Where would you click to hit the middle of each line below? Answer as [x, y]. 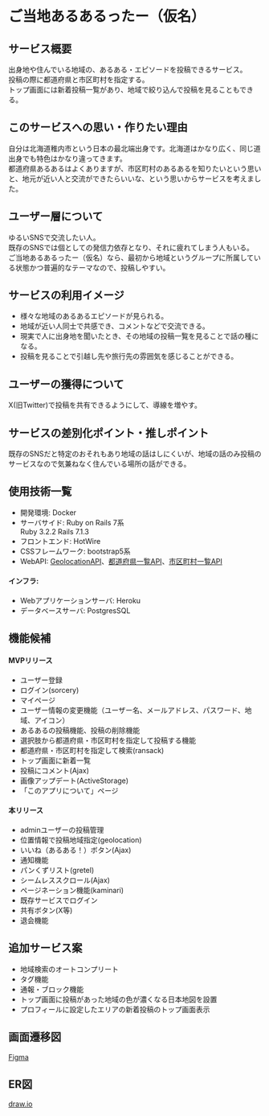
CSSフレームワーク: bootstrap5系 [75, 551]
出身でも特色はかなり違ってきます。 [67, 159]
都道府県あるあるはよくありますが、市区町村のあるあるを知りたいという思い [135, 168]
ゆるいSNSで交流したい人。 [54, 237]
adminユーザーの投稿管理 [62, 830]
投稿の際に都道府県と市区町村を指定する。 [79, 80]
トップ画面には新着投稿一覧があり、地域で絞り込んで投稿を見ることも [124, 90]
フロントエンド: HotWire [60, 541]
